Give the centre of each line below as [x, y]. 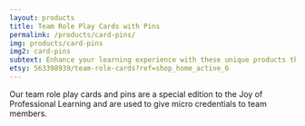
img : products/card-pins [56, 43]
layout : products [42, 18]
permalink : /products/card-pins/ [73, 34]
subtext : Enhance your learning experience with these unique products [148, 60]
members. [29, 113]
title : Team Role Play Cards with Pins [85, 26]
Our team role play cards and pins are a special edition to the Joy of [136, 94]
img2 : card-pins [40, 52]
